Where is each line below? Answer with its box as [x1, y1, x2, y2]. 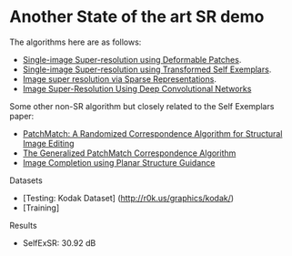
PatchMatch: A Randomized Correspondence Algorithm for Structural [22, 128, 283, 138]
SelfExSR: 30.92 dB [22, 237, 96, 248]
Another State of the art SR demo [9, 6, 265, 27]
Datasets [9, 175, 43, 186]
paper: [9, 110, 35, 121]
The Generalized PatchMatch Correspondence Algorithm [22, 148, 237, 159]
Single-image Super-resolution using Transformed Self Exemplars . [22, 64, 272, 75]
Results [9, 220, 38, 230]
